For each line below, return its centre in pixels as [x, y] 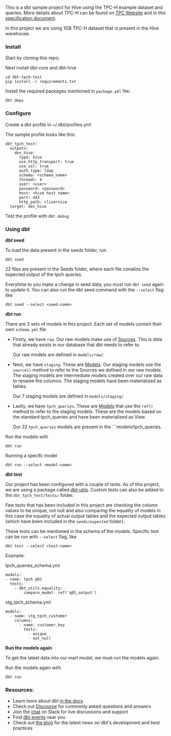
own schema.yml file [26, 329]
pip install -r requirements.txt [41, 82]
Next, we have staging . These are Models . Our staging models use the [87, 364]
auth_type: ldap [36, 171]
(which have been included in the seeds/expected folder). [65, 521]
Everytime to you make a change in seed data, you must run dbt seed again [84, 284]
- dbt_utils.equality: [39, 588]
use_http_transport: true [46, 162]
